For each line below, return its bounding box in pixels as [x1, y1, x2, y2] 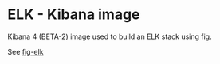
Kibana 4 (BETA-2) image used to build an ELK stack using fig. [7, 32, 212, 41]
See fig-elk [7, 47, 45, 56]
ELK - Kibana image [7, 6, 140, 24]
